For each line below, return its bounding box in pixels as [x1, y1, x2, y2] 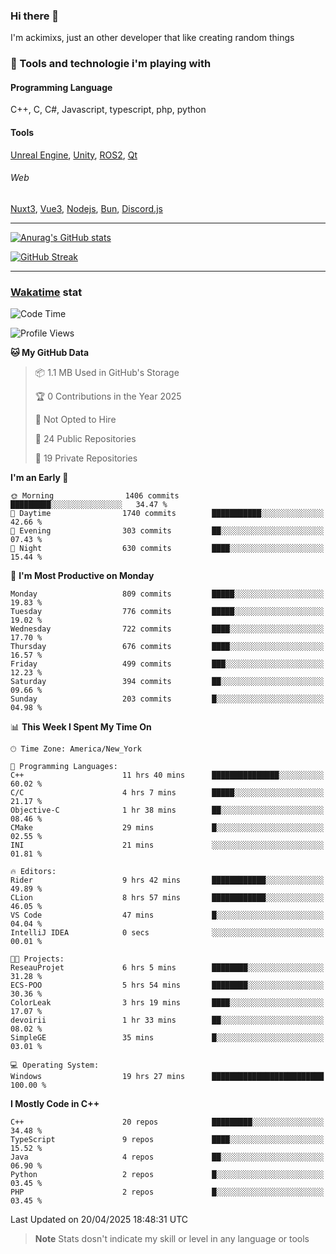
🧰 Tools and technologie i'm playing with [10, 57, 212, 71]
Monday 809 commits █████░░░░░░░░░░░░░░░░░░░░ [10, 589, 325, 599]
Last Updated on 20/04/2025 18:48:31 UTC [10, 1214, 188, 1226]
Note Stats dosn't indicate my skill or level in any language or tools [34, 1233, 310, 1245]
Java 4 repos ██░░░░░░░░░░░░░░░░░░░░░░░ [10, 1152, 325, 1163]
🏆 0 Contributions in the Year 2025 [34, 390, 182, 403]
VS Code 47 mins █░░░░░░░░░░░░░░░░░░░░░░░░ [10, 910, 325, 921]
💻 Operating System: [10, 1060, 100, 1071]
